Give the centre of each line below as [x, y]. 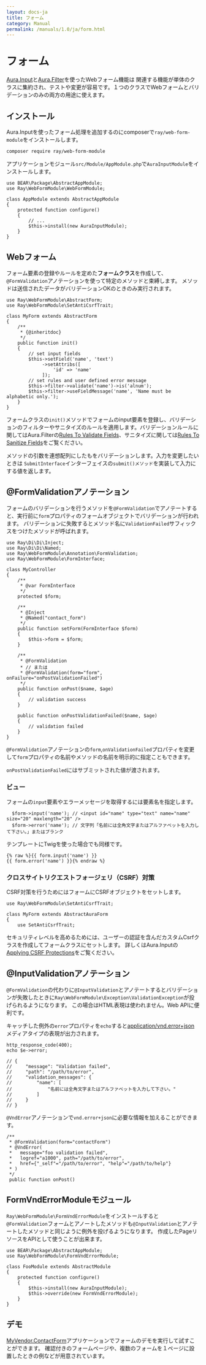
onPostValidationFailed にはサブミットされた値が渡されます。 [85, 770]
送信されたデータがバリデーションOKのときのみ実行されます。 [96, 288]
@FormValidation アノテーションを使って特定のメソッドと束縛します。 [93, 280]
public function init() [48, 343]
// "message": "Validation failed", [59, 1066]
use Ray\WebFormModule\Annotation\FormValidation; [72, 553]
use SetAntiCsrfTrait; [46, 925]
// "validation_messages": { [49, 1077]
